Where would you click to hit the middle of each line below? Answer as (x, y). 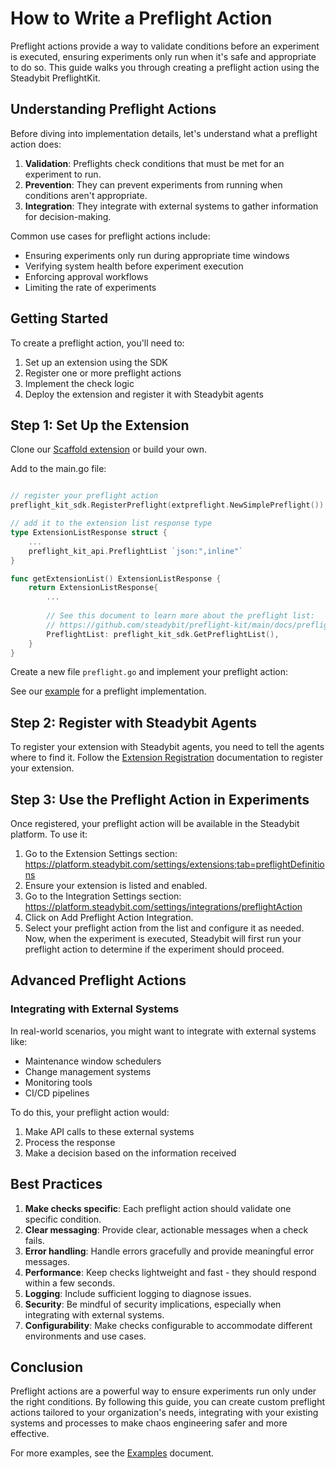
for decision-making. (68, 216)
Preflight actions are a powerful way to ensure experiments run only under (163, 1391)
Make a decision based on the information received (130, 1153)
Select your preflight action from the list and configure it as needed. (164, 928)
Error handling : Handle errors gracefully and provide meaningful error (169, 1251)
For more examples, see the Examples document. (112, 1453)
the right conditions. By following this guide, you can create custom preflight (168, 1402)
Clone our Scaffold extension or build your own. (109, 449)
